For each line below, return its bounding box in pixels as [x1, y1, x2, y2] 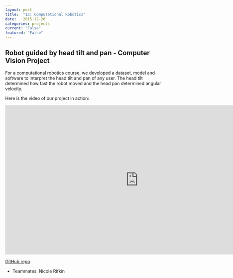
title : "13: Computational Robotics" [5, 12, 86, 17]
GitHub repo [5, 258, 30, 264]
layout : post [5, 7, 32, 12]
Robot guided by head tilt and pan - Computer [5, 49, 150, 57]
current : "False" [5, 26, 41, 31]
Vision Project [5, 57, 50, 65]
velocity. [5, 86, 23, 92]
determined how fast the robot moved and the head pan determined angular [5, 80, 161, 86]
